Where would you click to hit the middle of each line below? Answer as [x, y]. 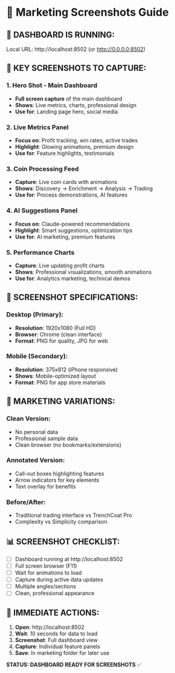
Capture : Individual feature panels [58, 646]
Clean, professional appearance [55, 593]
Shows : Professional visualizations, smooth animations [83, 272]
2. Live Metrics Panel [38, 127]
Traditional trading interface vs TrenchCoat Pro [73, 515]
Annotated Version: [36, 461]
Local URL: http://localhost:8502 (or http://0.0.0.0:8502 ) [76, 49]
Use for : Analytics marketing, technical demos [73, 278]
